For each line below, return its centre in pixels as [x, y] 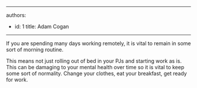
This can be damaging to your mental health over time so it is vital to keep [95, 67]
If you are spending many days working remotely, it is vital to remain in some [98, 43]
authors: [16, 15]
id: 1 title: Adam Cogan [42, 26]
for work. [17, 79]
